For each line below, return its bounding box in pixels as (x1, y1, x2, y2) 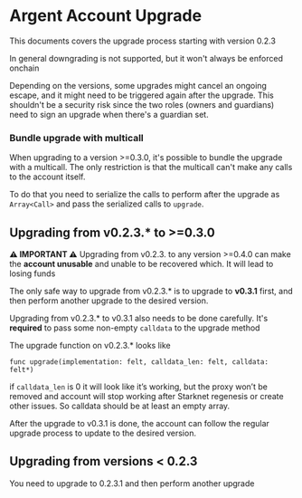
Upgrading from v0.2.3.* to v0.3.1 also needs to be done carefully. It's (9, 313, 269, 324)
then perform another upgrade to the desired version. (9, 295, 209, 306)
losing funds (9, 268, 56, 279)
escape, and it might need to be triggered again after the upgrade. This (9, 90, 274, 101)
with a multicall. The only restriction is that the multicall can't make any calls (9, 162, 293, 173)
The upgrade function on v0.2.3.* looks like (9, 340, 171, 351)
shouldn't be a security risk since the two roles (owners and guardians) (9, 99, 275, 110)
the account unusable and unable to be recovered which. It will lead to (9, 259, 274, 270)
